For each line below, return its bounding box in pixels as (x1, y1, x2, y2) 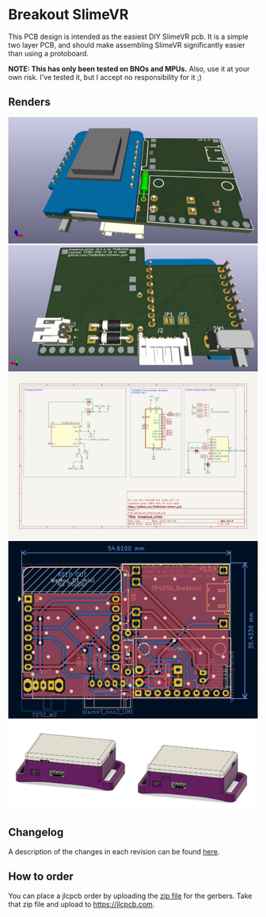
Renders (8, 95, 51, 109)
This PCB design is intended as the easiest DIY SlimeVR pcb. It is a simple (8, 32, 249, 41)
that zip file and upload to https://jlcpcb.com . (8, 899, 155, 909)
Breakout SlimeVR (8, 6, 129, 24)
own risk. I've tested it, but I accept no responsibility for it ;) (8, 72, 202, 82)
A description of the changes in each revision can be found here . (8, 846, 220, 856)
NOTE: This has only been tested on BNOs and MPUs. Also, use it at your (8, 63, 250, 73)
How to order (8, 870, 74, 884)
